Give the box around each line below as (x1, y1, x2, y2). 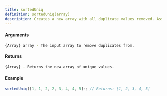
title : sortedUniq (5, 7, 43, 12)
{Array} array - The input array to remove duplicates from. (5, 43, 135, 48)
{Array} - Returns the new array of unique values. (5, 64, 114, 69)
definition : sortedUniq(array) (5, 12, 70, 17)
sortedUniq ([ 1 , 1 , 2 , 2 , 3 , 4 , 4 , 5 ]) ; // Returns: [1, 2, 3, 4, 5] (5, 86, 150, 91)
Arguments (5, 32, 29, 38)
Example (5, 75, 24, 81)
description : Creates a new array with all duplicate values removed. (5, 16, 155, 21)
